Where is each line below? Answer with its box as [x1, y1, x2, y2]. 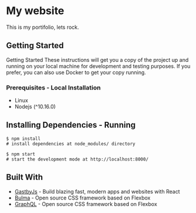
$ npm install [6, 135, 41, 142]
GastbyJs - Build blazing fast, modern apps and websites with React [14, 188, 181, 195]
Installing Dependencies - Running [6, 120, 136, 130]
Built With [6, 172, 43, 182]
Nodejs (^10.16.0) [14, 103, 56, 110]
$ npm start [6, 151, 35, 157]
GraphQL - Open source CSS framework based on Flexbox [14, 200, 158, 207]
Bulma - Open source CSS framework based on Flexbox [14, 194, 151, 201]
